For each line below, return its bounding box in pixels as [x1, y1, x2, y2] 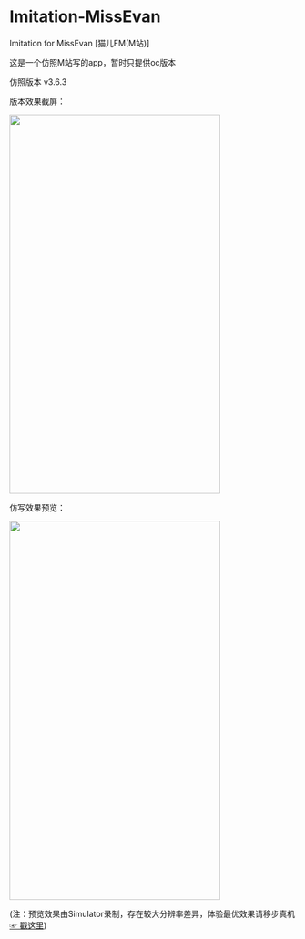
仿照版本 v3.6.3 [9, 76, 67, 88]
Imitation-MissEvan [9, 6, 161, 27]
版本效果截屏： [9, 96, 66, 107]
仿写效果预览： [9, 501, 66, 512]
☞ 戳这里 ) [9, 919, 47, 931]
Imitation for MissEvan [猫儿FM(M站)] [9, 37, 150, 48]
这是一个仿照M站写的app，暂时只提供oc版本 [9, 57, 177, 67]
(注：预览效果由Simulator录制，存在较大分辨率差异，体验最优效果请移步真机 [9, 908, 296, 919]
